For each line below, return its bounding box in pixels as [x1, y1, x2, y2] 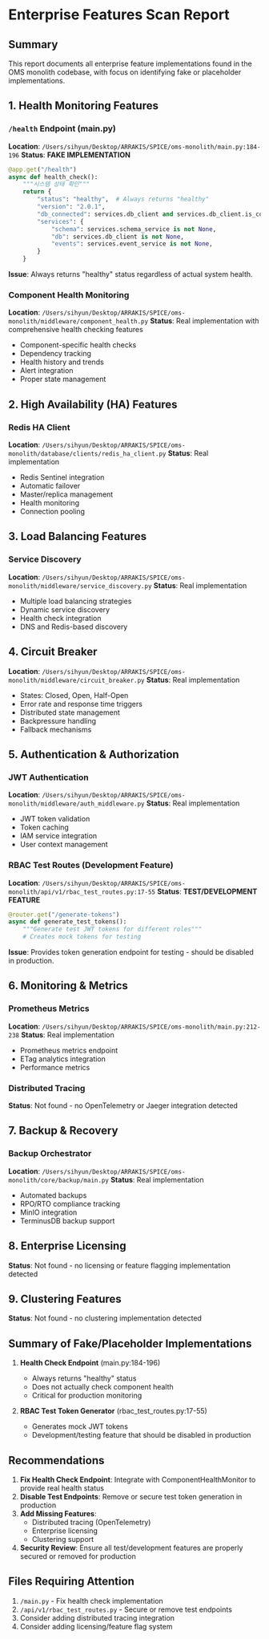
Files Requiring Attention [8, 1575, 134, 1588]
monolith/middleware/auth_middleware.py [8, 800, 146, 808]
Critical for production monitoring [31, 1390, 143, 1401]
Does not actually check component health [31, 1382, 174, 1392]
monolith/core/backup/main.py [8, 1176, 110, 1184]
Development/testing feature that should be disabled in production [31, 1430, 251, 1440]
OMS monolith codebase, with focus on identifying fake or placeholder [8, 67, 242, 77]
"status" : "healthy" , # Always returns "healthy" [37, 195, 210, 204]
